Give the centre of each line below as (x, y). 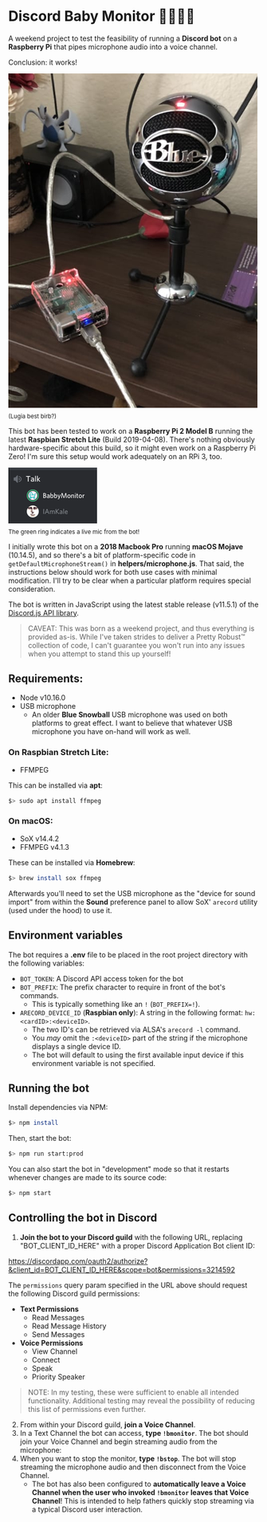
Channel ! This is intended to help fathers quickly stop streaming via (143, 1500)
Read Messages (58, 1317)
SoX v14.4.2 (39, 838)
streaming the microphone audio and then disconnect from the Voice (133, 1467)
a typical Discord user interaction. (87, 1509)
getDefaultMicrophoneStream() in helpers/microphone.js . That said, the (126, 563)
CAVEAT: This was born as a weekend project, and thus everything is (141, 628)
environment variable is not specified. (94, 1063)
